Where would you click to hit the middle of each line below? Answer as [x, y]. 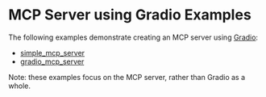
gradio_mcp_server [52, 61]
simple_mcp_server [52, 53]
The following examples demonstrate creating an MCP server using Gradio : [133, 37]
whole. [19, 86]
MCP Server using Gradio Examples [130, 15]
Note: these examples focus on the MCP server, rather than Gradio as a [127, 77]
